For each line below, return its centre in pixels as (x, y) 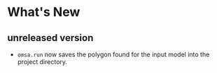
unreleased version (50, 38)
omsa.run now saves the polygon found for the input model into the (113, 54)
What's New (44, 12)
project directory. (42, 62)
